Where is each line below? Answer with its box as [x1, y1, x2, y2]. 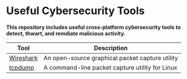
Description [94, 44, 128, 52]
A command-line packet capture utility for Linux [43, 63, 178, 71]
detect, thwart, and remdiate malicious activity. [6, 29, 126, 37]
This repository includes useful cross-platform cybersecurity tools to [6, 24, 181, 31]
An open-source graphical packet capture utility [43, 54, 178, 62]
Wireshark [9, 54, 38, 62]
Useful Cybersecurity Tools [6, 4, 145, 18]
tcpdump [9, 63, 34, 71]
